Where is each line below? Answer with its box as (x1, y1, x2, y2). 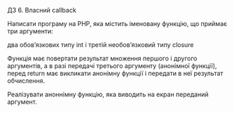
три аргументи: (7, 27, 54, 35)
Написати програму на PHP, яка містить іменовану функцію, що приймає (7, 20, 228, 27)
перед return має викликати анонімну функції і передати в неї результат (7, 69, 223, 77)
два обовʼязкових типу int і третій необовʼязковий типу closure (7, 41, 194, 48)
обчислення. (7, 77, 46, 85)
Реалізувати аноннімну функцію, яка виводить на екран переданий (7, 91, 209, 98)
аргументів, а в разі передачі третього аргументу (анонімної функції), (7, 62, 217, 69)
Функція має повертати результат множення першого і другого (7, 54, 198, 62)
